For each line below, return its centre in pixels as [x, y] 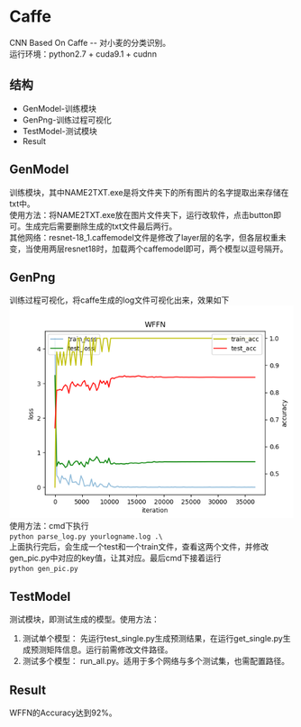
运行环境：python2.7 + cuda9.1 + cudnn [83, 54]
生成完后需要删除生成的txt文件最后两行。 [101, 226]
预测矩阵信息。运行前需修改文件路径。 [101, 650]
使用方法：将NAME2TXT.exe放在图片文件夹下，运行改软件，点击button [141, 214]
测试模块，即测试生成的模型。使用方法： [84, 620]
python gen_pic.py [44, 569]
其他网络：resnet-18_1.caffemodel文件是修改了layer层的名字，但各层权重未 [148, 237]
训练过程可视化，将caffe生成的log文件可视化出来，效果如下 [119, 300]
